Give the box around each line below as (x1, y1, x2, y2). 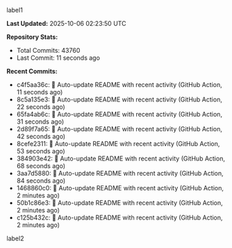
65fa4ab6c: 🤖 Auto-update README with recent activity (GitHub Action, (16, 110, 223, 118)
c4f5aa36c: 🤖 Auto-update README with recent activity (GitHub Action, (16, 81, 223, 89)
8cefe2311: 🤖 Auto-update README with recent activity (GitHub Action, (16, 140, 220, 148)
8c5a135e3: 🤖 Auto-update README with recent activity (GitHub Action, (16, 95, 223, 104)
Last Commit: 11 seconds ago (16, 53, 100, 62)
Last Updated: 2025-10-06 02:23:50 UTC (6, 19, 126, 27)
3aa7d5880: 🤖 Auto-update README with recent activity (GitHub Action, (16, 170, 224, 177)
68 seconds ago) (16, 162, 65, 170)
